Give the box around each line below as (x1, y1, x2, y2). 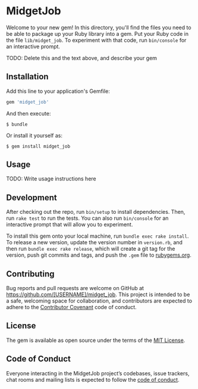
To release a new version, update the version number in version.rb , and (6, 239, 183, 246)
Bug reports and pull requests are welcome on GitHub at (6, 285, 144, 292)
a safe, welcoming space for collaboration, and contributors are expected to (6, 297, 192, 304)
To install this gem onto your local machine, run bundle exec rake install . (6, 232, 189, 239)
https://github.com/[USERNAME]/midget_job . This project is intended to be (6, 291, 190, 298)
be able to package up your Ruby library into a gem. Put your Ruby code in (6, 30, 189, 37)
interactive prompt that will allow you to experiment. (6, 221, 133, 228)
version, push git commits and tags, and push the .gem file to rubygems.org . (6, 251, 192, 259)
